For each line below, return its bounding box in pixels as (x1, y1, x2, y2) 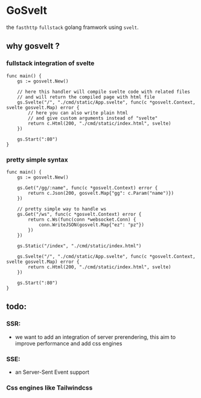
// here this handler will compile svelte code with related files (17, 89, 190, 95)
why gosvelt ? (6, 41, 60, 51)
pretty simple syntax (6, 155, 68, 163)
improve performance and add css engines (14, 340, 123, 347)
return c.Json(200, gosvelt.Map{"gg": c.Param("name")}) (28, 190, 174, 196)
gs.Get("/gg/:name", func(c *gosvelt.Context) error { (17, 185, 158, 191)
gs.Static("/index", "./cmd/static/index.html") (17, 242, 142, 249)
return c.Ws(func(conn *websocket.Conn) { (28, 216, 136, 223)
